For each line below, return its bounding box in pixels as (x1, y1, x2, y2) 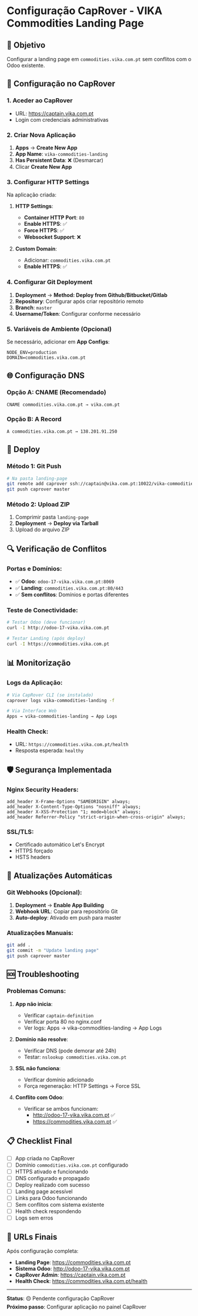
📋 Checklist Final (6, 1136, 72, 1146)
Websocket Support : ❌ (24, 233, 81, 241)
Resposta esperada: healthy (15, 747, 84, 754)
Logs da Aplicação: (6, 679, 63, 687)
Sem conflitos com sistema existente (15, 1201, 105, 1208)
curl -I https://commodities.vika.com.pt (6, 641, 110, 647)
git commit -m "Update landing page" (6, 948, 99, 954)
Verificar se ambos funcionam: (24, 1105, 99, 1112)
